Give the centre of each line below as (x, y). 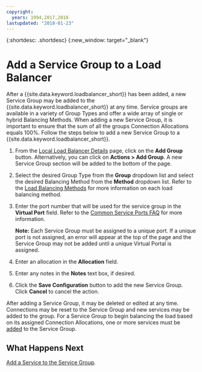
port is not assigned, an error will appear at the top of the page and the (103, 237)
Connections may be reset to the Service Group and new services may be (98, 310)
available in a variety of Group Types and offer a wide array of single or (95, 114)
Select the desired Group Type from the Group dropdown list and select (104, 175)
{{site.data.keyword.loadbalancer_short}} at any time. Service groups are (97, 107)
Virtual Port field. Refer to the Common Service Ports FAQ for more (99, 213)
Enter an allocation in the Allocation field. (67, 262)
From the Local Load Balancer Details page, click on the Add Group (99, 151)
